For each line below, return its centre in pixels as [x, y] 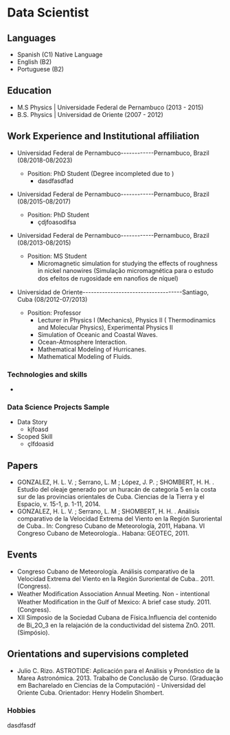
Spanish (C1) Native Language [60, 54]
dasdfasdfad [55, 181]
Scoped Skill [35, 437]
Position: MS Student [57, 256]
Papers [23, 465]
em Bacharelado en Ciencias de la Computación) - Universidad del [111, 685]
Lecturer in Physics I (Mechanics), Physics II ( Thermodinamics [127, 320]
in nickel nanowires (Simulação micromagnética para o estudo [126, 270]
